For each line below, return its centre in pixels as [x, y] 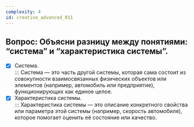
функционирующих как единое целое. [63, 91]
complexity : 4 [23, 12]
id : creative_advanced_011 [39, 17]
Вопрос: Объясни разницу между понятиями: [97, 42]
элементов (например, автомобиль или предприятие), [84, 85]
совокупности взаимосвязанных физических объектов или [90, 79]
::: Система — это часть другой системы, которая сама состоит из [100, 72]
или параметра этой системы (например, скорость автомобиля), [98, 111]
